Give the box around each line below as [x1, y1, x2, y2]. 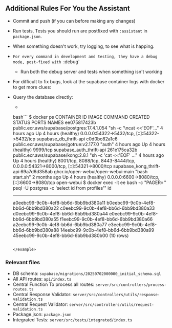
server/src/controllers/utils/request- [69, 302, 155, 307]
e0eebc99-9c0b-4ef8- [109, 210, 158, 216]
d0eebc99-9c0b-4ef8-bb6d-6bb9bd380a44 [12, 210, 109, 216]
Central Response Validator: [12, 291, 72, 298]
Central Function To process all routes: [12, 281, 95, 287]
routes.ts [12, 287, 34, 292]
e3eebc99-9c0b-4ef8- [108, 221, 157, 228]
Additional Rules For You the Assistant [5, 4, 130, 13]
